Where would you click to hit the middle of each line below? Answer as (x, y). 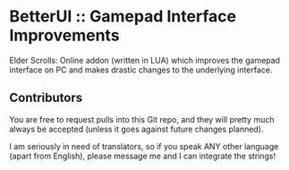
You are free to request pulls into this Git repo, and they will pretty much (142, 119)
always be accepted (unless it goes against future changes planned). (136, 129)
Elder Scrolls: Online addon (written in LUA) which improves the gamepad (144, 60)
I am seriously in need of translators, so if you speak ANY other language (144, 146)
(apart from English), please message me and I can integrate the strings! (142, 156)
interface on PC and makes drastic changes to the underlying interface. (141, 70)
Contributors (46, 98)
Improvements (64, 35)
